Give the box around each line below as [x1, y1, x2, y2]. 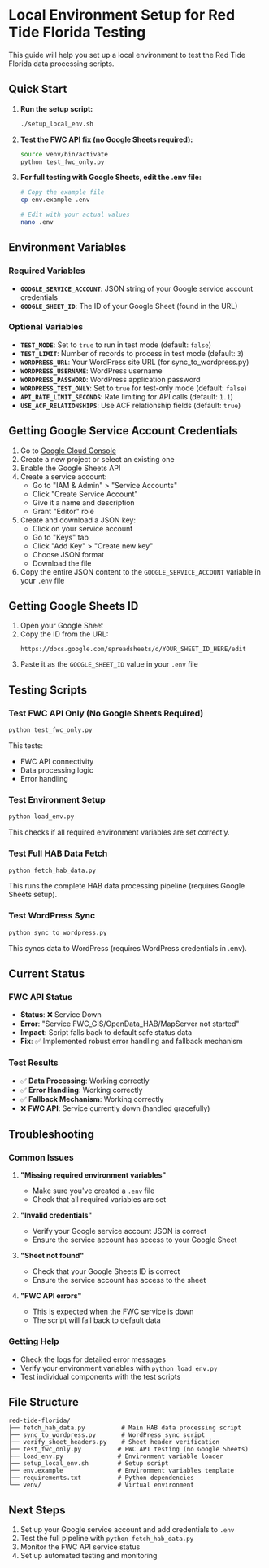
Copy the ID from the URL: [20, 629, 109, 639]
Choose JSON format [32, 549, 104, 559]
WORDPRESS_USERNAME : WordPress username [20, 365, 163, 376]
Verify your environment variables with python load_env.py [20, 1363, 218, 1372]
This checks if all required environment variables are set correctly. [8, 827, 230, 837]
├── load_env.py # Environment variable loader [8, 1452, 223, 1460]
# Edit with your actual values [20, 210, 130, 219]
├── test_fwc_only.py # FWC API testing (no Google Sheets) [8, 1445, 249, 1454]
